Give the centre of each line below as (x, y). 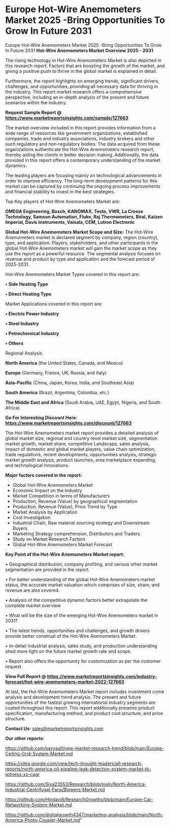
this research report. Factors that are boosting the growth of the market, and (85, 66)
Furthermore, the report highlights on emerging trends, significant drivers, (82, 81)
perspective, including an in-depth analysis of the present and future (77, 97)
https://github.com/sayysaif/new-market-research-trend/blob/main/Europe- (85, 748)
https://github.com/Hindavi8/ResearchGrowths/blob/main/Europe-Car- (79, 799)
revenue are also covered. (32, 590)
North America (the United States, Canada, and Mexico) (64, 363)
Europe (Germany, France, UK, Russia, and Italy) (56, 373)
